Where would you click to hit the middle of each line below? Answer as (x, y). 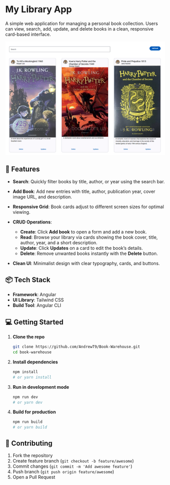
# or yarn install (32, 377)
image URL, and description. (42, 196)
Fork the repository (33, 455)
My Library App (39, 9)
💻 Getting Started (34, 322)
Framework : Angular (34, 295)
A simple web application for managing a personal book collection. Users (82, 23)
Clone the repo (28, 337)
